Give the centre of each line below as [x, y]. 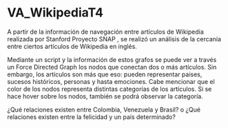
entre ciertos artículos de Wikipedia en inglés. [72, 46]
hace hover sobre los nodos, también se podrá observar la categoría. [105, 96]
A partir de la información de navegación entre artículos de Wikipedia [106, 32]
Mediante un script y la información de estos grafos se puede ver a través [112, 59]
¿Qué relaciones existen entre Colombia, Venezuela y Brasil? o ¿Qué [104, 109]
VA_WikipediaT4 [55, 13]
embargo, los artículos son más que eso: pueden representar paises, [105, 74]
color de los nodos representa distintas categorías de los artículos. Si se [110, 89]
